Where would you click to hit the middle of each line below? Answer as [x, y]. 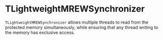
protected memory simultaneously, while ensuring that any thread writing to [82, 27]
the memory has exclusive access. [40, 32]
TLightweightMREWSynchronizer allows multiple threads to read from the [77, 22]
